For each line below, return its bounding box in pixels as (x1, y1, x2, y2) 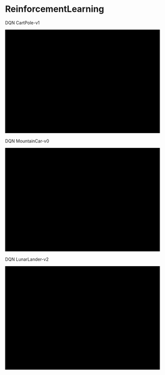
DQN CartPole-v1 (5, 20, 40, 26)
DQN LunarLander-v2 (5, 256, 49, 262)
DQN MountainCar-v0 (5, 138, 50, 144)
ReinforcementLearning (5, 3, 105, 15)
